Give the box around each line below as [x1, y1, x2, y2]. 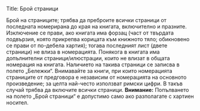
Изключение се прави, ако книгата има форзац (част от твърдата [6, 29, 174, 36]
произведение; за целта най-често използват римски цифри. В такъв [6, 80, 183, 87]
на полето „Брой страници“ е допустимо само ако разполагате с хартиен [6, 92, 194, 100]
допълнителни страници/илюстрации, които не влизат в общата [6, 55, 170, 61]
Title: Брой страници [6, 5, 59, 12]
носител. [6, 99, 29, 106]
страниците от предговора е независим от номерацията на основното [6, 74, 187, 81]
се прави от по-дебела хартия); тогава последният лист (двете [6, 42, 168, 49]
